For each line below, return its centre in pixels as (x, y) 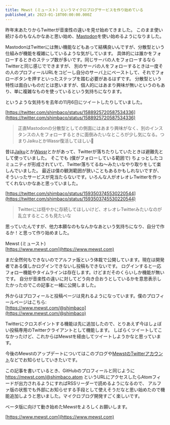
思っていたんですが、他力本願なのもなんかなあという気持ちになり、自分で (83, 226)
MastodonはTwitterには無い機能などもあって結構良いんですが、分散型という (85, 47)
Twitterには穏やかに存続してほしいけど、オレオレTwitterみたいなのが (90, 209)
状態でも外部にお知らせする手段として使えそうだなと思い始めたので (90, 389)
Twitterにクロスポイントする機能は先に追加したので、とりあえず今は (77, 324)
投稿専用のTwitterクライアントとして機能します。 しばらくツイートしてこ (86, 330)
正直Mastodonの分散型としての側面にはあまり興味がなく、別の (84, 128)
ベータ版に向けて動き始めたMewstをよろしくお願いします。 (68, 407)
